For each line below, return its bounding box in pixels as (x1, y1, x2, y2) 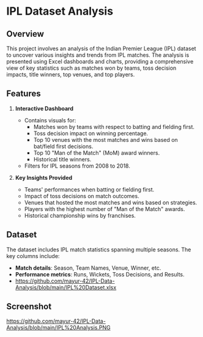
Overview (6, 29, 45, 39)
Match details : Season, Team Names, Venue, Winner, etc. (15, 264, 161, 272)
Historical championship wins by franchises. (24, 212, 136, 219)
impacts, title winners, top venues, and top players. (6, 71, 135, 78)
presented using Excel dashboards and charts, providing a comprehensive (6, 58, 194, 65)
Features (6, 89, 41, 99)
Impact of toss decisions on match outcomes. (24, 192, 139, 199)
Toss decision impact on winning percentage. (33, 130, 149, 137)
